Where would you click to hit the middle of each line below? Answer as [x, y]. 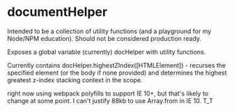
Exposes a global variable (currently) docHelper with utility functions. [107, 52]
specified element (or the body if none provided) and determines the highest [117, 73]
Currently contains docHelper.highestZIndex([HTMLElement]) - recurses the [117, 65]
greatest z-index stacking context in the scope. [75, 80]
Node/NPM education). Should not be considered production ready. [104, 38]
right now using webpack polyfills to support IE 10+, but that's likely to [108, 93]
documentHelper [57, 12]
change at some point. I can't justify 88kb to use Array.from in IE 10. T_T [110, 100]
